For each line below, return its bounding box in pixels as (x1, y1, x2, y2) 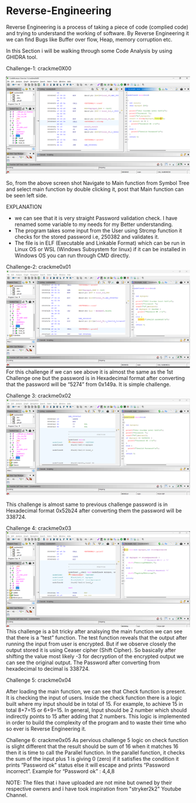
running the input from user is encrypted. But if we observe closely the (6, 640, 176, 648)
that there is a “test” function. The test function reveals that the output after (6, 634, 187, 641)
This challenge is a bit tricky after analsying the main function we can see (6, 628, 183, 635)
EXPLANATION (6, 203, 42, 210)
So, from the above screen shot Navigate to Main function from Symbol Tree (6, 179, 190, 186)
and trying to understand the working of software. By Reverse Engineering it (6, 29, 189, 36)
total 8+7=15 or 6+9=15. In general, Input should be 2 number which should (6, 707, 187, 714)
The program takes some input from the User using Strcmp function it (14, 227, 183, 234)
